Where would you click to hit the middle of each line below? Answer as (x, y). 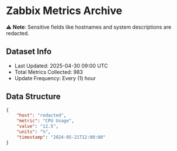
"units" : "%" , (34, 132)
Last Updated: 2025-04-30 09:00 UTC (61, 66)
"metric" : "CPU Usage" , (46, 121)
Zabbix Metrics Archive (64, 11)
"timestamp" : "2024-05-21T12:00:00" (61, 137)
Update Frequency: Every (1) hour (55, 78)
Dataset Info (29, 52)
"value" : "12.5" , (38, 126)
